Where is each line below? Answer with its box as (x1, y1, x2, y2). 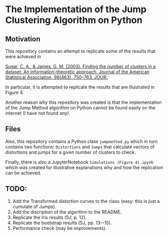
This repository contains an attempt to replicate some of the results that (5, 48, 156, 54)
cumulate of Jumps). (12, 203, 57, 210)
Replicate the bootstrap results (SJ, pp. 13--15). (12, 220, 112, 226)
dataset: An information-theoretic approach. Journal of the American (5, 69, 150, 75)
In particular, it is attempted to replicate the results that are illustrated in (5, 84, 155, 90)
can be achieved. (5, 169, 42, 176)
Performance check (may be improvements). (12, 225, 107, 231)
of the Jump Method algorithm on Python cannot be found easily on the (5, 105, 156, 110)
